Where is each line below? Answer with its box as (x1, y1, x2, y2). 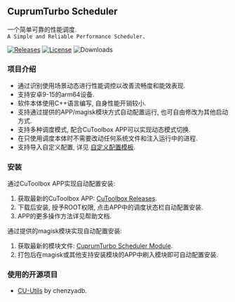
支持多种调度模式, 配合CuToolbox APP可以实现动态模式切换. (17, 126, 191, 134)
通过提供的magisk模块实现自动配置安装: (7, 227, 123, 235)
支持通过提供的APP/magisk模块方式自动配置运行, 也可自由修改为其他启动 (17, 108, 229, 117)
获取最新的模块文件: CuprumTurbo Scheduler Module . (17, 242, 173, 250)
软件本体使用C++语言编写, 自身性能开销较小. (17, 99, 147, 107)
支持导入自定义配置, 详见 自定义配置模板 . (17, 143, 135, 152)
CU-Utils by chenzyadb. (17, 286, 88, 294)
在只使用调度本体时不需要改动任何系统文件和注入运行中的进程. (17, 134, 198, 143)
